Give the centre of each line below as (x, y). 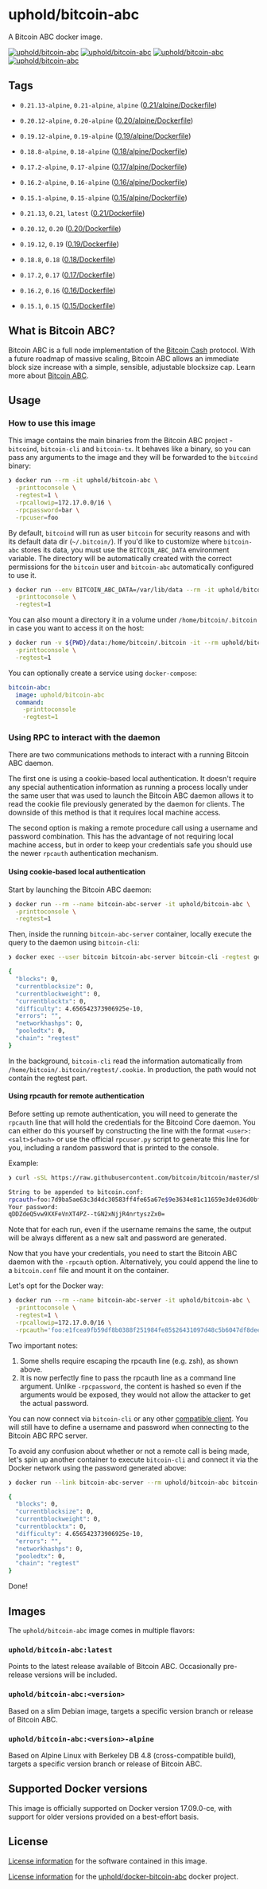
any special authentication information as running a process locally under (128, 787)
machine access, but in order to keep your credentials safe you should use (130, 845)
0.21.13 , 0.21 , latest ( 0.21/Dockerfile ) (82, 213)
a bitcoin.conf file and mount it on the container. (89, 1270)
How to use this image (52, 422)
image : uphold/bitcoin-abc (60, 695)
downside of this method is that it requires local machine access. (114, 813)
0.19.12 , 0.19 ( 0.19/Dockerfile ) (69, 244)
